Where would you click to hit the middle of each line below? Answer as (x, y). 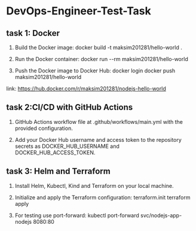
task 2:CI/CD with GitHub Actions (70, 107)
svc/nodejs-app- (161, 215)
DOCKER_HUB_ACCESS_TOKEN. (55, 152)
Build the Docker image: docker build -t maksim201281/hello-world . (98, 47)
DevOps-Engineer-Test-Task (79, 11)
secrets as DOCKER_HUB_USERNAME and (67, 146)
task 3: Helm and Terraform (58, 171)
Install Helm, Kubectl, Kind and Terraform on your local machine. (94, 186)
